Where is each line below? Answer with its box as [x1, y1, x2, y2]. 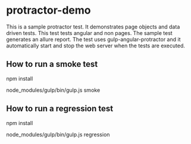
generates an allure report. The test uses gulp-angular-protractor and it [6, 36, 181, 43]
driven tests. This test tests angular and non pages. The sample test [6, 29, 173, 36]
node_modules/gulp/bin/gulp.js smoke [6, 87, 101, 94]
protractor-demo [6, 4, 91, 17]
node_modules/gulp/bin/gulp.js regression [6, 131, 110, 138]
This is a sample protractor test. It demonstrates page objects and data [6, 23, 180, 30]
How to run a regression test [6, 104, 114, 114]
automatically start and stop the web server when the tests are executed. [6, 42, 186, 49]
